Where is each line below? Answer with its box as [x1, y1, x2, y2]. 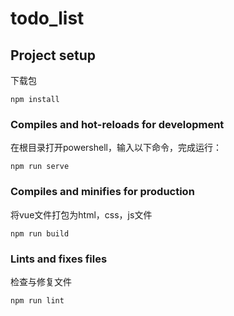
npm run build [10, 228, 70, 239]
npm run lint [10, 295, 65, 306]
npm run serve [10, 162, 70, 172]
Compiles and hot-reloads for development [10, 117, 225, 131]
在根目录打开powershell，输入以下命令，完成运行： [10, 142, 222, 154]
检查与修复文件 [10, 275, 72, 287]
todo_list [10, 7, 85, 30]
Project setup [10, 47, 97, 64]
